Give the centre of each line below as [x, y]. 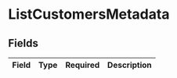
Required [83, 65]
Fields [23, 43]
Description [130, 65]
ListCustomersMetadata [89, 14]
